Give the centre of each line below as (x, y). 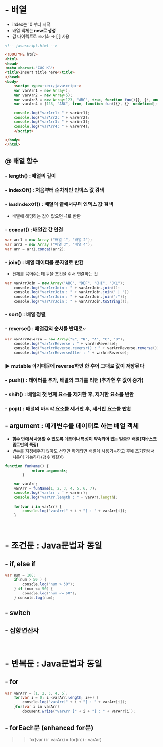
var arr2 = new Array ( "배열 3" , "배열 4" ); (49, 245)
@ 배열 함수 (22, 161)
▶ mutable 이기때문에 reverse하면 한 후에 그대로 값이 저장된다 (75, 366)
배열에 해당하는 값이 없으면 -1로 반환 (46, 216)
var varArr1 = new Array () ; (42, 90)
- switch (18, 613)
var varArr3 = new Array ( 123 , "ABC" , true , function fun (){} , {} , (82, 100)
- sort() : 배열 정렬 (25, 315)
